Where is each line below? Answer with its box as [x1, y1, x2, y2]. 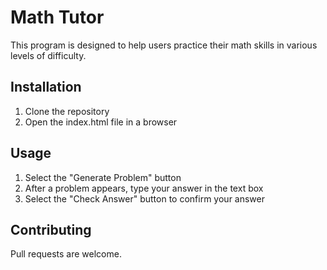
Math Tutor [10, 6, 105, 29]
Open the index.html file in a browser [24, 116, 178, 128]
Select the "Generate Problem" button [24, 171, 182, 183]
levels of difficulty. [10, 49, 87, 61]
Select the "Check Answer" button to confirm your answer [24, 192, 266, 205]
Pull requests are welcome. [10, 248, 122, 260]
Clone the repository [24, 105, 110, 117]
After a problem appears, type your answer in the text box [24, 182, 264, 194]
